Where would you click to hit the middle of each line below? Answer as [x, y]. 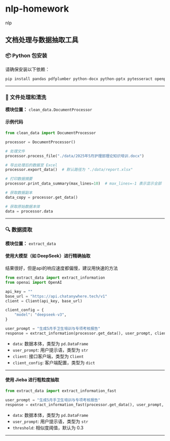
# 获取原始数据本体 [23, 206]
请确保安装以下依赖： [27, 69]
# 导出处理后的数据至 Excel [31, 165]
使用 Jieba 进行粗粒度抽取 [32, 380]
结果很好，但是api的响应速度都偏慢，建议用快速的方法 [61, 268]
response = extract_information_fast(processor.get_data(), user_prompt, [85, 405]
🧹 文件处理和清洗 [26, 98]
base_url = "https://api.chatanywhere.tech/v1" [56, 296]
